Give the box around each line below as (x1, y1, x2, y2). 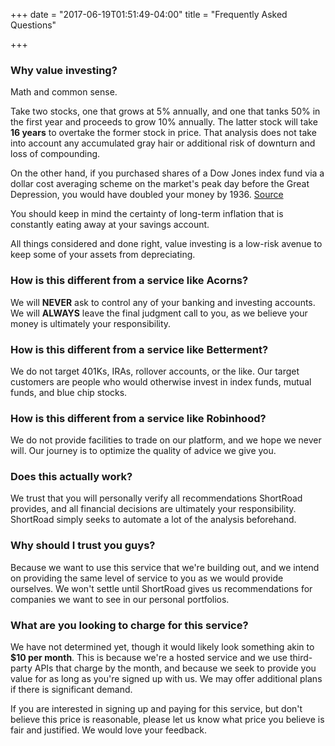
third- (289, 652, 313, 664)
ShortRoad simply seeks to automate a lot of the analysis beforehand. (10, 514, 297, 526)
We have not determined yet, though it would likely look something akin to (10, 641, 315, 653)
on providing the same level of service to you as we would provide (10, 572, 284, 584)
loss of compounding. (10, 148, 101, 160)
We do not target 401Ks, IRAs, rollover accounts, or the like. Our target (10, 365, 300, 377)
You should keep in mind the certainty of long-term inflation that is (10, 208, 284, 220)
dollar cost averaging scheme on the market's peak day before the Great (10, 178, 310, 190)
